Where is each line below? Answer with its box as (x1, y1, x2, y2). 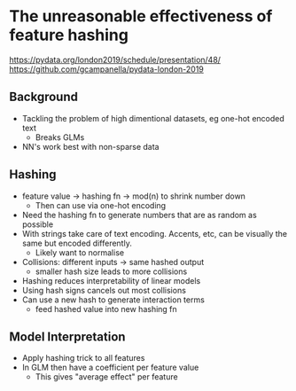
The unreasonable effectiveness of (9, 6, 273, 27)
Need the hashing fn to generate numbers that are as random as (21, 209, 257, 220)
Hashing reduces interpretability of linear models (21, 275, 201, 285)
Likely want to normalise (35, 246, 125, 258)
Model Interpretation (9, 329, 126, 344)
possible (21, 219, 54, 230)
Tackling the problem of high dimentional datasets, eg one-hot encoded (21, 113, 285, 123)
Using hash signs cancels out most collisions (21, 285, 186, 295)
